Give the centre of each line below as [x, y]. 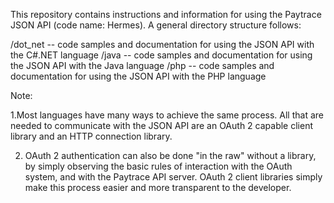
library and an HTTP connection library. [91, 136]
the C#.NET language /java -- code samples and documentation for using [161, 55]
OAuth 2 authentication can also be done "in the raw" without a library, [170, 155]
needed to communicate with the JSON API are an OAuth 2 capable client [162, 125]
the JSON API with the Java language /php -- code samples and [142, 65]
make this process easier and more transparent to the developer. [158, 187]
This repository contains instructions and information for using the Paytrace [166, 14]
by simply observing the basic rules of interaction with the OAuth [158, 166]
